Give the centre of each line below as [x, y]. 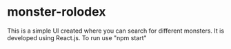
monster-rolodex [57, 12]
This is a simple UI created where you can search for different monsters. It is [116, 31]
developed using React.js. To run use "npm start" [77, 37]
